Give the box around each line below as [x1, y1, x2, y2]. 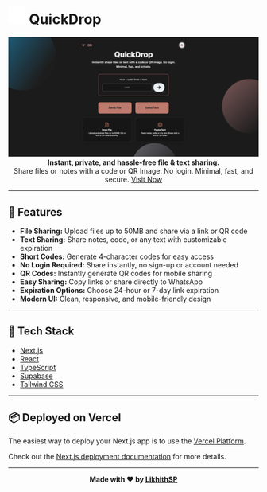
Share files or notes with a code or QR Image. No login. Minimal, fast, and [14, 166, 253, 176]
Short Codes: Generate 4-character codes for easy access [19, 252, 215, 261]
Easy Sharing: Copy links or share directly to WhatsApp [19, 277, 203, 287]
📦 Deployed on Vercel [8, 411, 122, 424]
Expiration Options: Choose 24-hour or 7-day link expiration [19, 285, 219, 295]
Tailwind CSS [19, 379, 64, 389]
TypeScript [19, 362, 56, 372]
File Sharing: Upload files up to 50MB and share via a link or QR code [19, 226, 248, 236]
